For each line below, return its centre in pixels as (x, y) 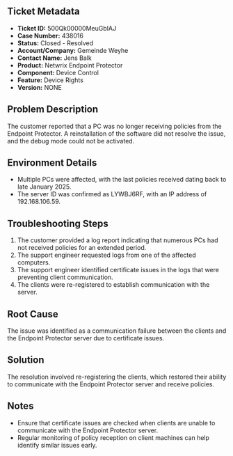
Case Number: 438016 (50, 36)
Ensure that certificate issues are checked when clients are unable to (116, 423)
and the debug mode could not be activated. (71, 141)
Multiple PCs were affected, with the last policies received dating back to (122, 180)
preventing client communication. (65, 277)
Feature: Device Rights (50, 80)
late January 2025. (44, 187)
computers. (34, 262)
